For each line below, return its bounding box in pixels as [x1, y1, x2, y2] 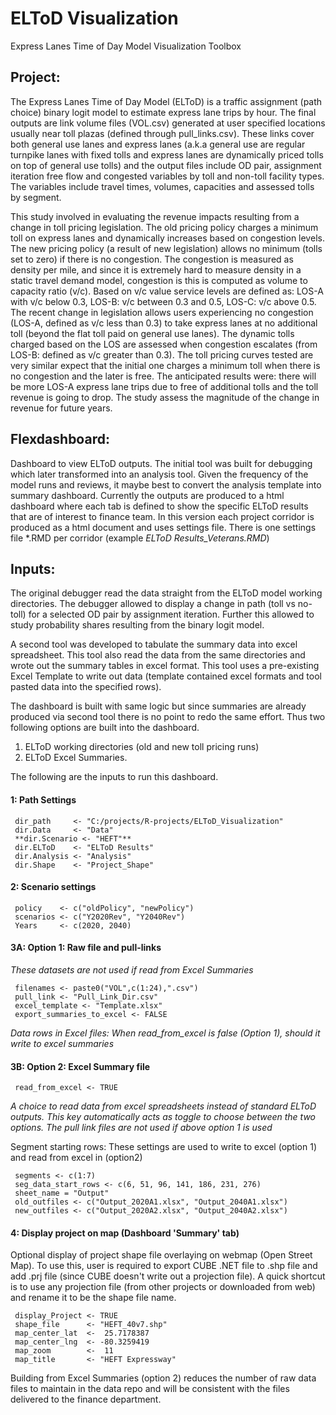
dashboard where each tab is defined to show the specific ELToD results [10, 500, 309, 512]
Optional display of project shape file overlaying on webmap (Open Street [10, 1249, 313, 1261]
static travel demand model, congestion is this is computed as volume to [10, 274, 308, 286]
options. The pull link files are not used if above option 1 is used [10, 1122, 273, 1134]
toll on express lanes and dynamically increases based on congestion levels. [10, 232, 325, 244]
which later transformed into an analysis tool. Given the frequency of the [10, 468, 309, 480]
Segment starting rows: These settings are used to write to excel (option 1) [10, 1141, 317, 1153]
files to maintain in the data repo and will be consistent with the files [10, 1383, 290, 1395]
